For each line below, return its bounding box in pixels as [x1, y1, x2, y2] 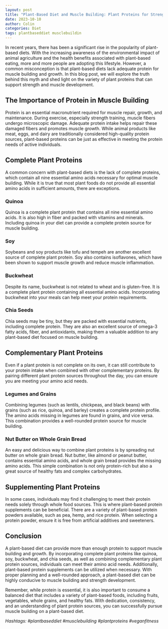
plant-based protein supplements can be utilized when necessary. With [5, 566, 152, 572]
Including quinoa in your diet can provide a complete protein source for [5, 220, 151, 226]
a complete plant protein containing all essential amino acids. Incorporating [5, 289, 160, 295]
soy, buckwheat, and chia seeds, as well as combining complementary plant [5, 556, 162, 562]
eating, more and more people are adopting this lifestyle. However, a [5, 61, 146, 66]
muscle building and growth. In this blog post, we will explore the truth [5, 71, 150, 77]
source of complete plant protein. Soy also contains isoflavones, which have [5, 254, 162, 261]
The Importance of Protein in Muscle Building [5, 96, 149, 105]
